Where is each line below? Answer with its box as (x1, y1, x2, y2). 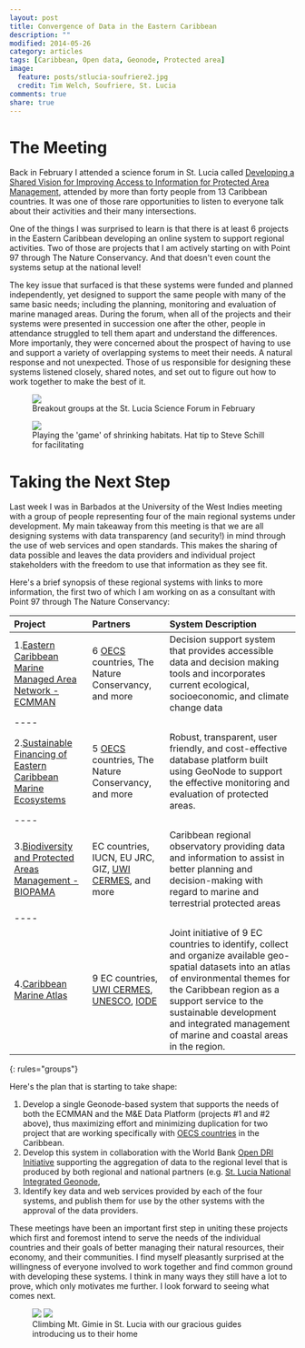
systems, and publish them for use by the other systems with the (22, 1195, 265, 1206)
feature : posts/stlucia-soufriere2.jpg (17, 73, 169, 82)
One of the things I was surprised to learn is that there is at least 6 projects (9, 224, 289, 235)
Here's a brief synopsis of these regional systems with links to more (9, 577, 263, 588)
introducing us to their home (32, 1329, 138, 1340)
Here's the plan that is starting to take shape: (9, 1081, 178, 1092)
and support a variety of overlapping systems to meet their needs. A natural (9, 347, 293, 358)
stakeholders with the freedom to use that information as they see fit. (9, 559, 268, 570)
